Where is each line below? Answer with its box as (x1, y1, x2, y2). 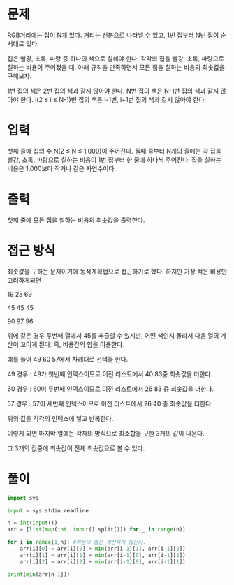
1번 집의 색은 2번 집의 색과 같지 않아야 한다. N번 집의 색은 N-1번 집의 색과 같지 (7, 87, 219, 95)
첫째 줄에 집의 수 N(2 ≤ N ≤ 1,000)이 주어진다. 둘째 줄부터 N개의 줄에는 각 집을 (7, 147, 221, 155)
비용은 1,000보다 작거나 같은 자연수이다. (7, 164, 117, 172)
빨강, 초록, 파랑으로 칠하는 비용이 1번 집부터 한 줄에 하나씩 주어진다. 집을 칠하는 (7, 155, 222, 164)
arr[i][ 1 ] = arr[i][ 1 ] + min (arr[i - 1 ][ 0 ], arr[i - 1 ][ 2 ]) (20, 551, 187, 558)
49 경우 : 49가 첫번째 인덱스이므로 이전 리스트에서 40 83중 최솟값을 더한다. (7, 369, 213, 378)
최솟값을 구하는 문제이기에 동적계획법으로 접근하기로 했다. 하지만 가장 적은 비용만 (7, 267, 228, 276)
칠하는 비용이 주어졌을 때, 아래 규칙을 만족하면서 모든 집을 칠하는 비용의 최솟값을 (7, 63, 226, 71)
